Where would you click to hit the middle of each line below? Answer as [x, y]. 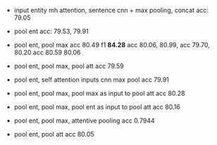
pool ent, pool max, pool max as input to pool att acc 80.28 [99, 93]
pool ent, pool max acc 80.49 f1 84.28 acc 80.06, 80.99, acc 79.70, [112, 45]
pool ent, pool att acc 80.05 [54, 134]
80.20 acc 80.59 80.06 [47, 52]
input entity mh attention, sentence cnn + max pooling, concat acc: [111, 10]
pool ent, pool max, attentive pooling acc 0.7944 [84, 120]
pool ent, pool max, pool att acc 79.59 [69, 66]
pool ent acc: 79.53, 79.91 [51, 31]
